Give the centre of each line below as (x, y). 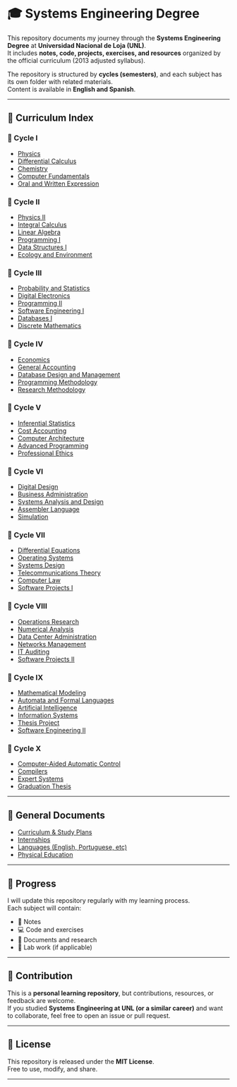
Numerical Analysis (45, 629)
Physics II (31, 217)
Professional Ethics (45, 453)
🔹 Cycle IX (25, 677)
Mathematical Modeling (52, 693)
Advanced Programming (53, 445)
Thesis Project (38, 723)
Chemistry (32, 168)
